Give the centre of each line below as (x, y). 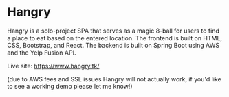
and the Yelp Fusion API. (42, 53)
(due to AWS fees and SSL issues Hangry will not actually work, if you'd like (114, 79)
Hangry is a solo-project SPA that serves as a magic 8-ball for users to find (113, 31)
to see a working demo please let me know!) (70, 86)
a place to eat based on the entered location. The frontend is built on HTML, (115, 38)
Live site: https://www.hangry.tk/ (53, 66)
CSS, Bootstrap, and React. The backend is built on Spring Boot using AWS (113, 45)
